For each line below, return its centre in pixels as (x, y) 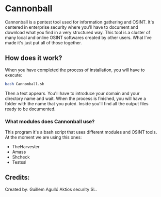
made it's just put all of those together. (44, 42)
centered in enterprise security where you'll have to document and (72, 27)
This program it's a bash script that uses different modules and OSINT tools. (81, 132)
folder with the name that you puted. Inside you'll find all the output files (77, 103)
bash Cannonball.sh (25, 84)
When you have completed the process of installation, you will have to (75, 70)
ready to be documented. (30, 109)
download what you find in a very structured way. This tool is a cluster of (78, 32)
